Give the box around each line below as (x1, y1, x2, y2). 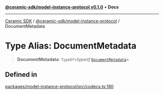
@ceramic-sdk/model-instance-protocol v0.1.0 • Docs (5, 4, 119, 10)
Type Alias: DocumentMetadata (5, 40, 137, 52)
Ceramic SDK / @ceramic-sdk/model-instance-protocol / (5, 18, 120, 24)
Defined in (5, 71, 38, 79)
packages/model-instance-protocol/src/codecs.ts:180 (5, 83, 114, 89)
